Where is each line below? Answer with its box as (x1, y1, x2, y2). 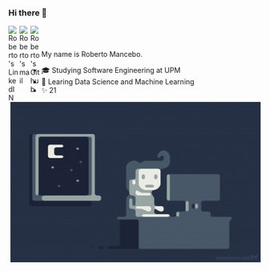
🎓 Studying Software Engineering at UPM (41, 66, 181, 75)
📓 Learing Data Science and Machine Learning (41, 77, 195, 87)
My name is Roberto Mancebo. (41, 50, 143, 59)
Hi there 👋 (8, 7, 48, 18)
